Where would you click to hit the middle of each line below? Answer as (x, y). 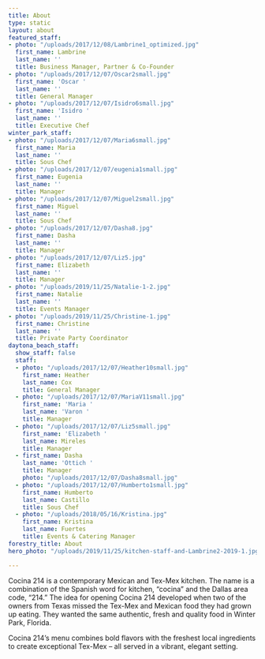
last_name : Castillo (56, 500)
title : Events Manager (52, 309)
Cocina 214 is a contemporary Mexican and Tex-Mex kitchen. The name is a (131, 580)
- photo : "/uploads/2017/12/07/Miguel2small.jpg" (91, 199)
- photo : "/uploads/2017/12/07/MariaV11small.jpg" (100, 397)
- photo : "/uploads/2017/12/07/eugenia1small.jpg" (93, 170)
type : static (30, 23)
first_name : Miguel (47, 206)
